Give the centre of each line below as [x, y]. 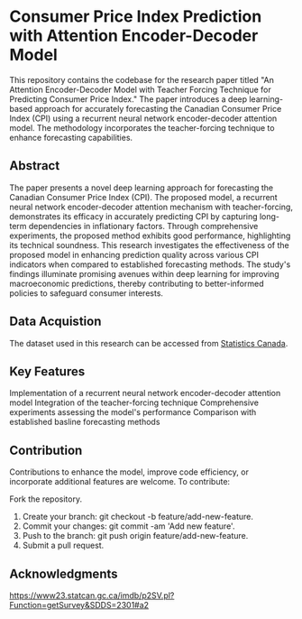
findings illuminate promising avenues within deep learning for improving [144, 273]
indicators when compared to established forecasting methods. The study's [150, 264]
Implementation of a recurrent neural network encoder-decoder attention [145, 393]
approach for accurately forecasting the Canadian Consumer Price [158, 108]
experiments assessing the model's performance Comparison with [133, 412]
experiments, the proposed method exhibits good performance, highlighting [150, 236]
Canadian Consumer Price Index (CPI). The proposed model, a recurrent [143, 197]
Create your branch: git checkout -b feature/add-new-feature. [138, 517]
